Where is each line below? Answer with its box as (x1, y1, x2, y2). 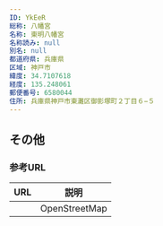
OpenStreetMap (39, 203, 107, 215)
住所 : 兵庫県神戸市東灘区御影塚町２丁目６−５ (9, 96, 155, 106)
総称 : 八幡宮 (9, 22, 51, 30)
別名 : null (9, 47, 47, 56)
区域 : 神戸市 (9, 64, 51, 73)
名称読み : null (9, 38, 61, 48)
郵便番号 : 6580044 (9, 88, 73, 97)
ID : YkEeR (9, 13, 47, 22)
